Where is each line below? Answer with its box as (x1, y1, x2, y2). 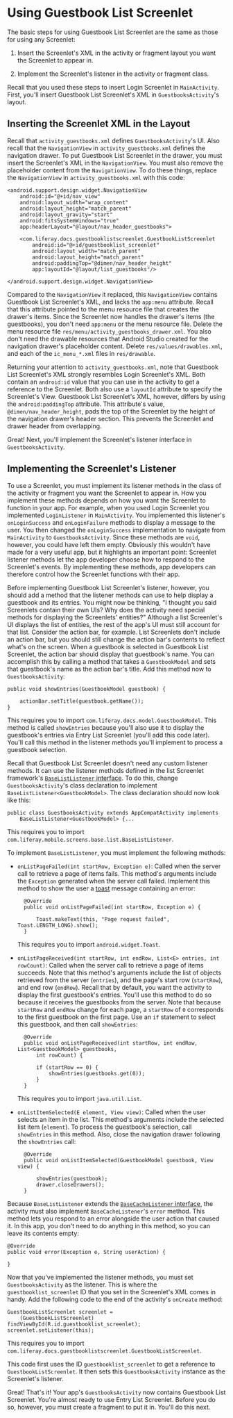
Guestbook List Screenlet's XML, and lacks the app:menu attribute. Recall (7, 298, 214, 306)
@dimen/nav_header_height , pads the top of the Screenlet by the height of (7, 407, 216, 415)
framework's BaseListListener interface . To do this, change (7, 774, 178, 782)
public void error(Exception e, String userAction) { (7, 1248, 166, 1255)
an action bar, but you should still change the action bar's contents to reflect (7, 635, 225, 644)
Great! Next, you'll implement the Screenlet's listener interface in (7, 435, 192, 443)
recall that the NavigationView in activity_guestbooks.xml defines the (7, 144, 206, 152)
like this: (7, 796, 31, 804)
